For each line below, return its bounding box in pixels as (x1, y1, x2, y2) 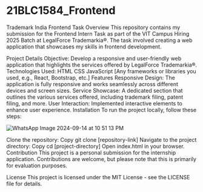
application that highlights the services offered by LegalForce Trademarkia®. (6, 61, 198, 68)
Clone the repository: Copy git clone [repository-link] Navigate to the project (6, 136, 197, 143)
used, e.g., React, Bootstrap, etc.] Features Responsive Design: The (6, 74, 176, 81)
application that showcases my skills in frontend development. (6, 43, 162, 50)
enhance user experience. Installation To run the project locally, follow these (6, 106, 197, 113)
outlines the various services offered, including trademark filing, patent (6, 93, 184, 101)
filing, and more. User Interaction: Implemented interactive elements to (6, 99, 183, 107)
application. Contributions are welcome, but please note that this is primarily (6, 155, 197, 162)
